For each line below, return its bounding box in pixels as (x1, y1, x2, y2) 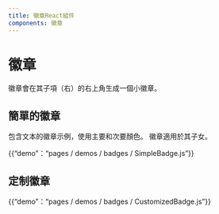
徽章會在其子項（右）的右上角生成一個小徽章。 (8, 84, 161, 93)
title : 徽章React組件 (8, 11, 75, 20)
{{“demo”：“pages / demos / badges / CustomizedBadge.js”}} (8, 196, 212, 207)
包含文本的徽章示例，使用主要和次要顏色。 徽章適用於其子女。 (8, 132, 212, 142)
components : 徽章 (8, 19, 63, 27)
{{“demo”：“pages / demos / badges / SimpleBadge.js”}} (8, 149, 194, 158)
